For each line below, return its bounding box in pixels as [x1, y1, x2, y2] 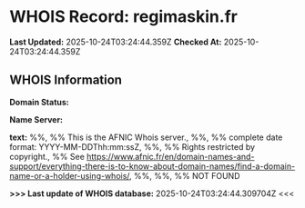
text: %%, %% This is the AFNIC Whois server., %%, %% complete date [9, 132, 283, 143]
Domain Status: [9, 96, 70, 107]
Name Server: [9, 114, 64, 124]
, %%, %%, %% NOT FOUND [128, 170, 240, 181]
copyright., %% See [9, 151, 85, 162]
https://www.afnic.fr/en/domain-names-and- [86, 151, 255, 162]
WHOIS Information [9, 73, 123, 88]
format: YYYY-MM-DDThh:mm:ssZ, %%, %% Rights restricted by [9, 141, 256, 152]
